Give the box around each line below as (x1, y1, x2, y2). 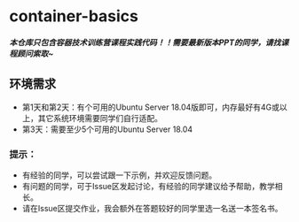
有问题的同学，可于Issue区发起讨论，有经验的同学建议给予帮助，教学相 (21, 180, 283, 191)
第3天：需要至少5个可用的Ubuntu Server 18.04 (21, 124, 193, 134)
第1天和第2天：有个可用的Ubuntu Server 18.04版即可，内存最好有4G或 (21, 102, 280, 112)
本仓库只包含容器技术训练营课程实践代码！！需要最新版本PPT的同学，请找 (9, 37, 281, 48)
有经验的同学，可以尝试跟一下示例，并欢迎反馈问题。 (21, 170, 217, 180)
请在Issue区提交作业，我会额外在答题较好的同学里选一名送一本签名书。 (21, 203, 283, 213)
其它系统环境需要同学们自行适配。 (37, 112, 162, 123)
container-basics (9, 6, 139, 27)
